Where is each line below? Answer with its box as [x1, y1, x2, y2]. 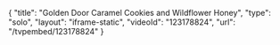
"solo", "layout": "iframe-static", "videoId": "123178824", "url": [8, 17, 236, 27]
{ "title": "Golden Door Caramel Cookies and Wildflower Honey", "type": [8, 8, 271, 18]
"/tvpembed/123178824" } [8, 26, 104, 36]
